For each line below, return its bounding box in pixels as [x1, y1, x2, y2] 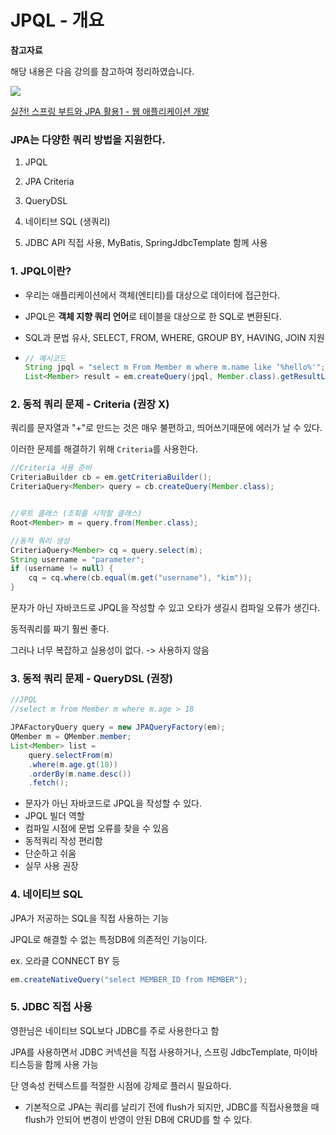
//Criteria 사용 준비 [10, 463, 92, 473]
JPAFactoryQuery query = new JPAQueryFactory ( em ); [10, 722, 226, 733]
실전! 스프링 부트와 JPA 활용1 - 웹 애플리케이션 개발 [10, 105, 210, 117]
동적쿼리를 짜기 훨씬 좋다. [10, 623, 110, 635]
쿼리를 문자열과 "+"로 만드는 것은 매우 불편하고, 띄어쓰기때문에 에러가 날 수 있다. [10, 422, 323, 434]
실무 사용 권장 [24, 860, 79, 872]
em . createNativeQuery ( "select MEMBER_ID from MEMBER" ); [10, 974, 248, 985]
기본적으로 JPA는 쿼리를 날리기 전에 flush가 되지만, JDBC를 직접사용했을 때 [24, 1101, 320, 1113]
